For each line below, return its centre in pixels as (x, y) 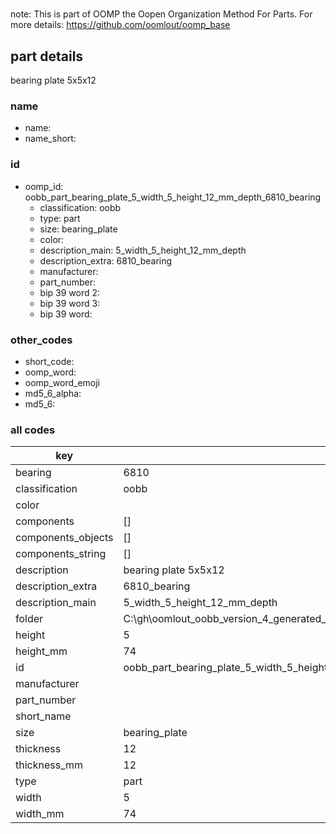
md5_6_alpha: (53, 393)
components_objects (64, 538)
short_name (43, 716)
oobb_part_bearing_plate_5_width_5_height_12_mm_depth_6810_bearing (173, 197)
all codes (33, 430)
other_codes (41, 340)
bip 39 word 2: (70, 292)
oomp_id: (44, 186)
